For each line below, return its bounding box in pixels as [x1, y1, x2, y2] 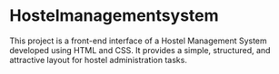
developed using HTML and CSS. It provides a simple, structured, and [9, 44, 271, 55]
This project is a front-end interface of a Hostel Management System [9, 35, 268, 46]
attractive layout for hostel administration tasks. [9, 54, 188, 65]
